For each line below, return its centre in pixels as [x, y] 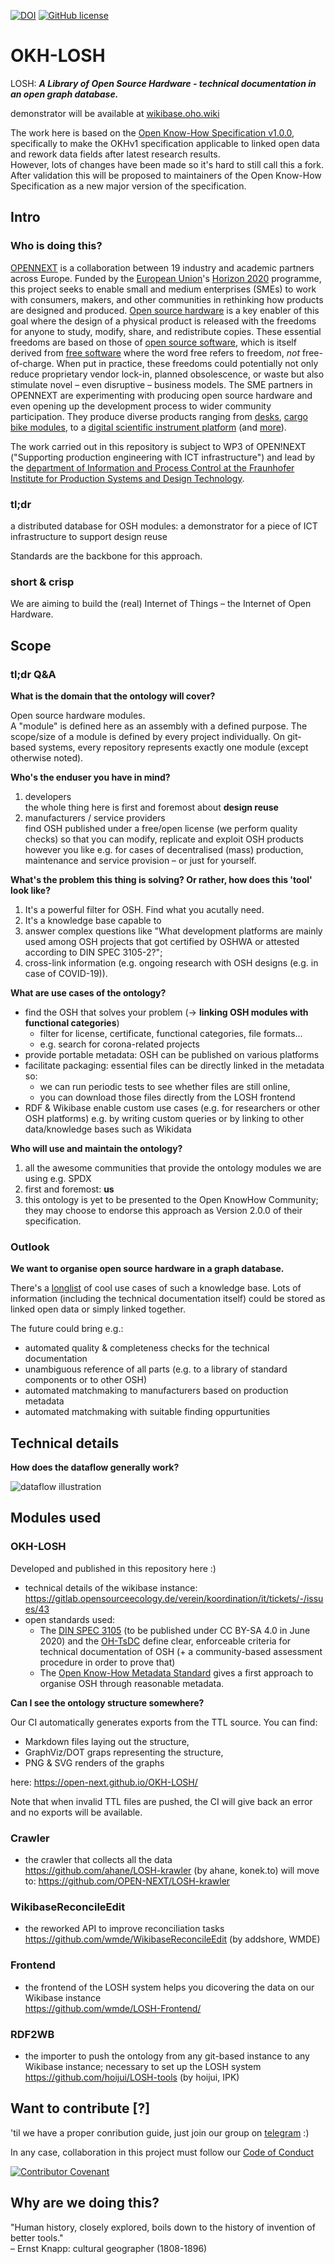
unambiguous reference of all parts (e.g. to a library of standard [156, 1369]
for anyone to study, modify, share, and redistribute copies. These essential [166, 331]
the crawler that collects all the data [98, 1859]
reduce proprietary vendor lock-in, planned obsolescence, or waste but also [167, 374]
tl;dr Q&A [33, 674]
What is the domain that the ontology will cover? [113, 696]
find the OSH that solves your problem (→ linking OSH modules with [166, 1012]
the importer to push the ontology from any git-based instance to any [167, 2056]
